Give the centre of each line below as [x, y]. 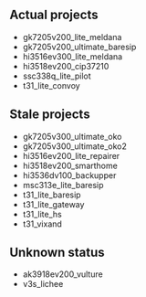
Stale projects [50, 115]
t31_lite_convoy [51, 85]
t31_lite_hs [42, 214]
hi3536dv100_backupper [69, 175]
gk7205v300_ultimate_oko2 [75, 146]
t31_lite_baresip [52, 195]
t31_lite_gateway [53, 204]
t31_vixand [42, 224]
